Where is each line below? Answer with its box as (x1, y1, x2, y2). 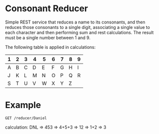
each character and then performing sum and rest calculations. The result (5, 29, 154, 35)
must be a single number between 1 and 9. (5, 35, 91, 41)
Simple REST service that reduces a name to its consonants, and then (5, 19, 146, 25)
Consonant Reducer (5, 3, 88, 14)
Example (5, 100, 41, 111)
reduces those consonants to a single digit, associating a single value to (5, 24, 150, 30)
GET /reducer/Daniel (5, 115, 47, 120)
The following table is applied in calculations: (5, 44, 96, 50)
